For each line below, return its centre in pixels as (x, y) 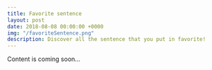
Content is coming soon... (44, 59)
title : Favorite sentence (44, 14)
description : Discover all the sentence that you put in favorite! (107, 40)
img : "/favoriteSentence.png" (51, 33)
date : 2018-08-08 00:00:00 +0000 (55, 26)
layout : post (26, 20)
